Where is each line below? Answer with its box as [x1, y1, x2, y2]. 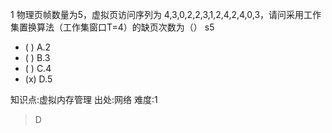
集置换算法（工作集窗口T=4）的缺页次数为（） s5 [10, 21, 215, 33]
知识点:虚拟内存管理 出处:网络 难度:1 [10, 94, 158, 105]
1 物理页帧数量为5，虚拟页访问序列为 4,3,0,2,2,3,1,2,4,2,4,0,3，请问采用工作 [10, 9, 322, 20]
